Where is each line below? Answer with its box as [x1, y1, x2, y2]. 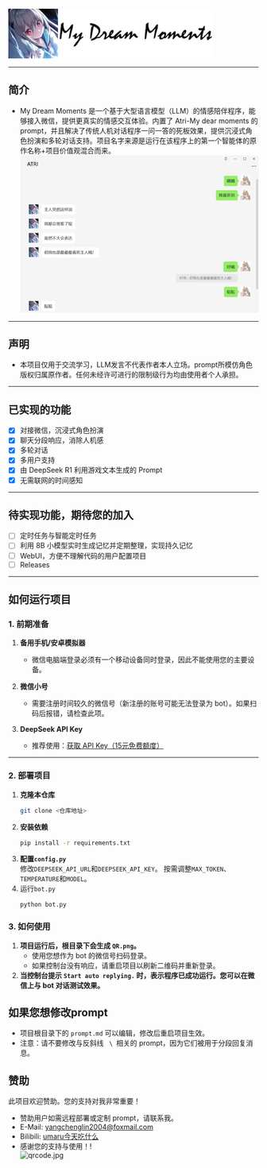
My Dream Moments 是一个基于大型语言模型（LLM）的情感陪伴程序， [19, 106, 249, 115]
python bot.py [19, 901, 67, 909]
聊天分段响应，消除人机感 [19, 435, 104, 445]
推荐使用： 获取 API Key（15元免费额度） [31, 741, 164, 751]
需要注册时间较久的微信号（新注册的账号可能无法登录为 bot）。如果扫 [31, 698, 257, 708]
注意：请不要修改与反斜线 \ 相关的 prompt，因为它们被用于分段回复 [19, 1038, 246, 1048]
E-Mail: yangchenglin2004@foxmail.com [19, 1122, 153, 1132]
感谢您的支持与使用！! [19, 1142, 92, 1151]
